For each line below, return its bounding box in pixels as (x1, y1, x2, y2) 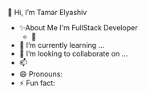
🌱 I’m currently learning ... (18, 41, 105, 49)
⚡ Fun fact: (18, 78, 55, 88)
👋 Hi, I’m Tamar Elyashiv (7, 8, 87, 17)
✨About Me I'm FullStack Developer (18, 23, 138, 32)
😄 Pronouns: (18, 69, 63, 79)
